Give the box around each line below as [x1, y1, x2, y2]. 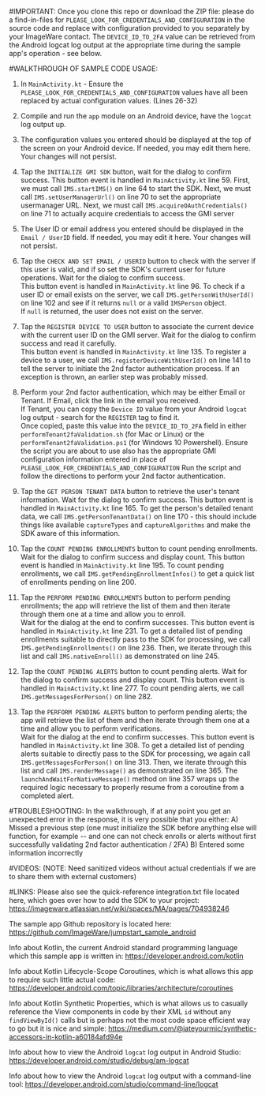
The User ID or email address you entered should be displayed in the [20, 224, 244, 234]
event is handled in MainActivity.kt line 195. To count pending [20, 560, 224, 570]
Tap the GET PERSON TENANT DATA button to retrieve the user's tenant [20, 487, 240, 496]
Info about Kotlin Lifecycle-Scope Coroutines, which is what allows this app [9, 967, 254, 975]
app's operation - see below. [9, 49, 102, 58]
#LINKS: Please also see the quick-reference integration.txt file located [9, 887, 240, 897]
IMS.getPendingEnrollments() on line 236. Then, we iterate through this [20, 643, 252, 652]
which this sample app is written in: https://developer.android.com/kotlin [9, 951, 244, 960]
